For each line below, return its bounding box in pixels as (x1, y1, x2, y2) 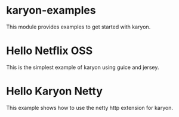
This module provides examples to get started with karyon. (6, 23, 151, 30)
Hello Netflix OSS (6, 44, 93, 58)
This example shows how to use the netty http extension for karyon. (6, 104, 173, 111)
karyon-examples (6, 4, 97, 17)
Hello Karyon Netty (6, 84, 103, 98)
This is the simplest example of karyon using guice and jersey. (6, 64, 159, 71)
